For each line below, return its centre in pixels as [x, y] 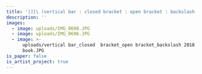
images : [16, 23]
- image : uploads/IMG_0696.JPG [51, 34]
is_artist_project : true [37, 61]
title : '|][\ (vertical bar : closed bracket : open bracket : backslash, [102, 12]
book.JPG [33, 51]
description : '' [26, 17]
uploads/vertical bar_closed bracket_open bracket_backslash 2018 [109, 45]
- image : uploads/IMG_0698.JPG [51, 28]
